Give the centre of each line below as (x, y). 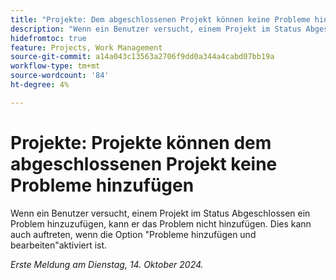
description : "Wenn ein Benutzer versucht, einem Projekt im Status (156, 29)
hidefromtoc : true (48, 38)
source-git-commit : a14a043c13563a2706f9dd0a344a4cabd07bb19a (142, 57)
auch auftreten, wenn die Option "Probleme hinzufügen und (133, 234)
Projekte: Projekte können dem (141, 142)
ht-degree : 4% (40, 85)
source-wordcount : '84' (60, 76)
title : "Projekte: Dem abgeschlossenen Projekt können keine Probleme (160, 19)
